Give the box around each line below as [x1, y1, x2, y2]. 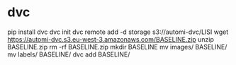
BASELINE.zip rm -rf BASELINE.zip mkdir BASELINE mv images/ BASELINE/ [7, 42, 227, 51]
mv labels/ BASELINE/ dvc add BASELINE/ [7, 50, 130, 59]
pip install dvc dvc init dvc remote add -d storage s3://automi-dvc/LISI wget [7, 28, 229, 36]
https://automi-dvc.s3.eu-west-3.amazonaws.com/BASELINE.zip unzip [7, 35, 215, 43]
